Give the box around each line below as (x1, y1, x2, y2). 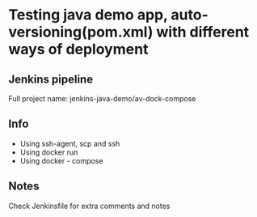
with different (156, 23, 250, 41)
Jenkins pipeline (8, 72, 94, 86)
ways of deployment (8, 40, 149, 58)
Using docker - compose (19, 155, 103, 165)
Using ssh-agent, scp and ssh (19, 138, 120, 148)
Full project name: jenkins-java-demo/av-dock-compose (8, 94, 196, 103)
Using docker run (19, 147, 78, 157)
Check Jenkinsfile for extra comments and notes (8, 201, 171, 211)
